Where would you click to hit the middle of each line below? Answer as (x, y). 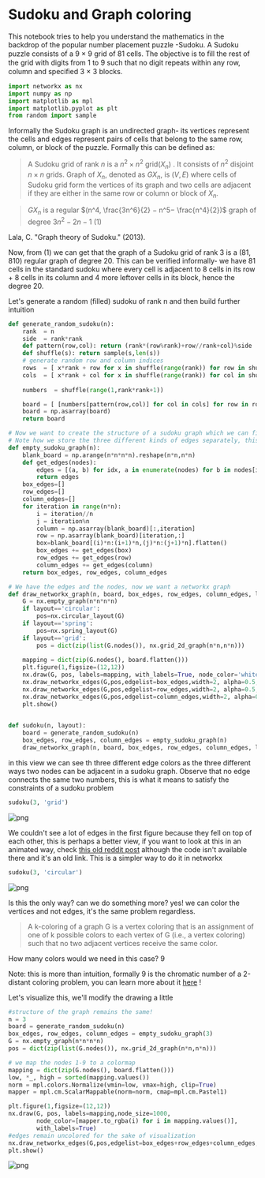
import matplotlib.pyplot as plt (63, 108)
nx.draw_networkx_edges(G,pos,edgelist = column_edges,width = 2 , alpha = (139, 697)
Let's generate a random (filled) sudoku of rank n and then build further (124, 301)
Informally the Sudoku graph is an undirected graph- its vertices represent (129, 131)
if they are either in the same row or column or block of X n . (123, 194)
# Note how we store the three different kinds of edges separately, (125, 441)
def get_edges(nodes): (60, 462)
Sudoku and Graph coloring (100, 15)
